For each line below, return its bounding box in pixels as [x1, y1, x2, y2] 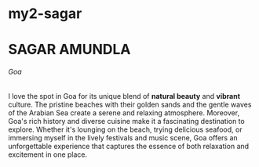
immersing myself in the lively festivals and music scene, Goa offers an [8, 133, 238, 142]
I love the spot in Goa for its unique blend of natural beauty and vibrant [8, 91, 241, 100]
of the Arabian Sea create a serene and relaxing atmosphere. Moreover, [8, 107, 240, 118]
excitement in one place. [8, 150, 88, 159]
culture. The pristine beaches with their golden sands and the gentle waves [8, 100, 252, 109]
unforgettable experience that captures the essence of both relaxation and [8, 141, 250, 151]
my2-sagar [8, 5, 82, 23]
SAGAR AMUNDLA [8, 41, 131, 59]
